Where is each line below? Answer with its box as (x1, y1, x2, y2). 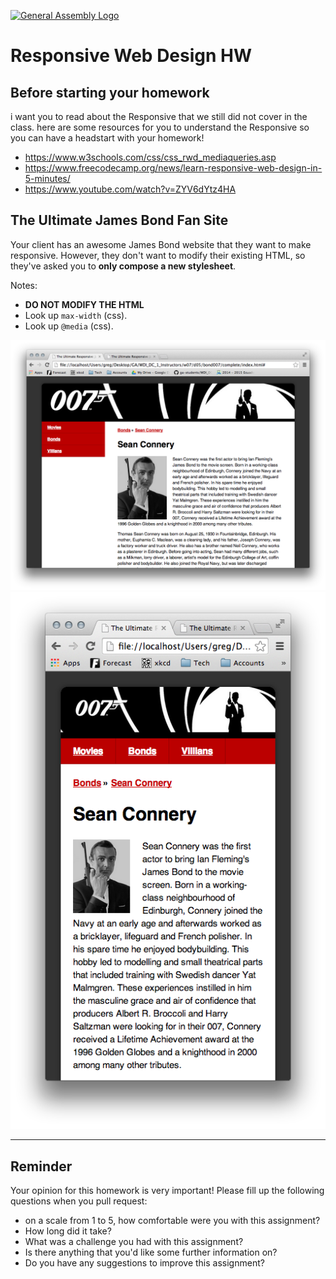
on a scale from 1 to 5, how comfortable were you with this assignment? (24, 1215, 321, 1227)
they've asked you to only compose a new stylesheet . (10, 260, 237, 272)
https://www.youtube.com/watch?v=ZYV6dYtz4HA (24, 183, 237, 195)
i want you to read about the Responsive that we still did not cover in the (10, 111, 308, 122)
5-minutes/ (24, 173, 71, 184)
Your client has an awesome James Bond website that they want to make (10, 238, 312, 250)
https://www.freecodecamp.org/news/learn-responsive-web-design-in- (24, 162, 323, 174)
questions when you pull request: (10, 1195, 148, 1207)
